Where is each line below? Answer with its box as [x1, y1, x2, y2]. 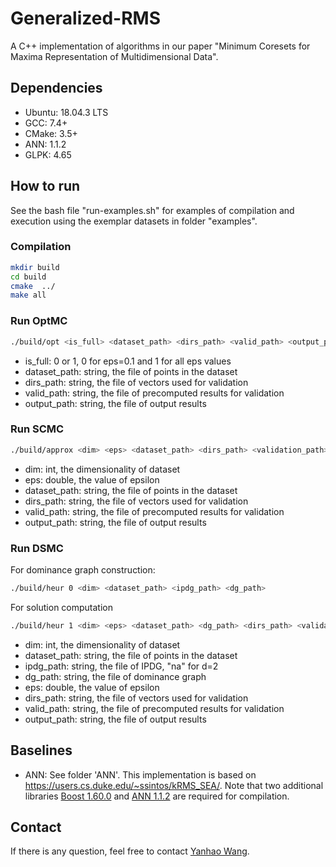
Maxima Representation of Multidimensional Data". [10, 50, 219, 62]
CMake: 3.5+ [24, 127, 78, 139]
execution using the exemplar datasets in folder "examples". [10, 215, 258, 227]
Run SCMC [10, 422, 65, 436]
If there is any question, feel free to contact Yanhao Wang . [10, 845, 250, 857]
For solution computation [10, 601, 113, 613]
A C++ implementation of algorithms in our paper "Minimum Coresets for [10, 40, 311, 52]
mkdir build [10, 262, 60, 272]
